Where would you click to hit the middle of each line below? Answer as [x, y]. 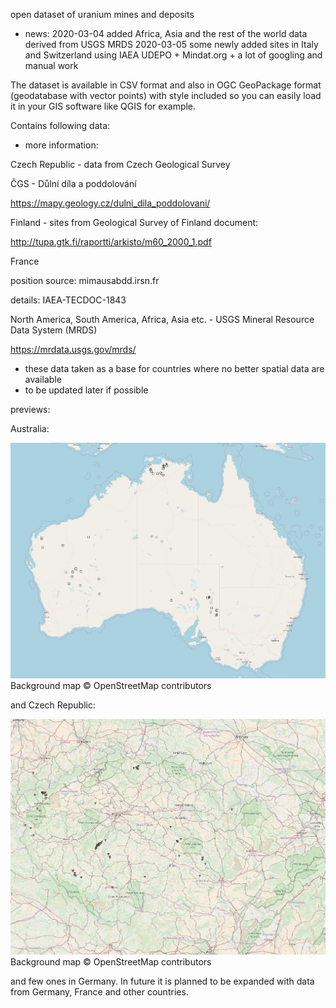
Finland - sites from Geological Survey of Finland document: [134, 222]
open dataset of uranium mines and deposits [102, 14]
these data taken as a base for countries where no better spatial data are [174, 368]
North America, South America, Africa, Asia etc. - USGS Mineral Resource [162, 319]
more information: [61, 145]
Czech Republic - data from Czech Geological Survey [120, 164]
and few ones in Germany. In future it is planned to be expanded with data [162, 981]
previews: [30, 409]
